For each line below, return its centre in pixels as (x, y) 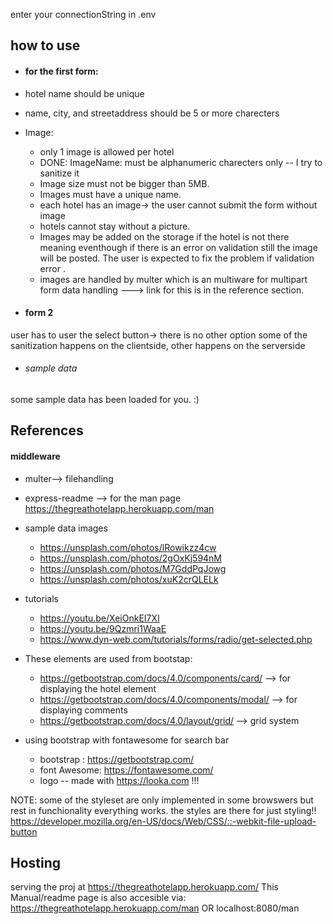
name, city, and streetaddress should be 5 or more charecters (152, 113)
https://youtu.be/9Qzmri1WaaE (103, 628)
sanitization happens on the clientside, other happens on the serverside (158, 345)
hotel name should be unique (84, 93)
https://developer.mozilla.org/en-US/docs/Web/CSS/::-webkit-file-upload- (163, 821)
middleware (35, 456)
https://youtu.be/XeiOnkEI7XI (99, 618)
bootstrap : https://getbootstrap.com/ (117, 759)
